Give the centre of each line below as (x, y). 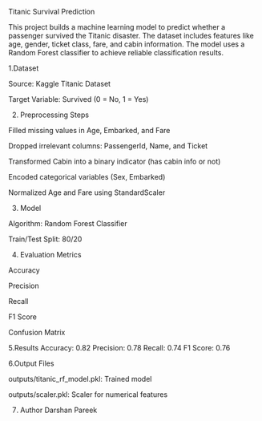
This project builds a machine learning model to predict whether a (117, 27)
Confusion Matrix (37, 332)
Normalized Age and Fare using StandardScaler (87, 192)
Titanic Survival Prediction (52, 12)
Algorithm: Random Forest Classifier (68, 223)
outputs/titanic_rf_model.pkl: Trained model (80, 379)
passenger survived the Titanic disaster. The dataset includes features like (131, 36)
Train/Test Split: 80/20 (45, 239)
